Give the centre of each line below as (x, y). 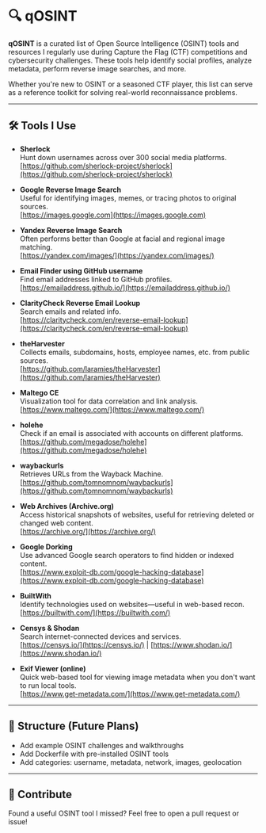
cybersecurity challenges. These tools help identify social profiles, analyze (130, 60)
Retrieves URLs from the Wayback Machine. (91, 474)
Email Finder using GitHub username (81, 270)
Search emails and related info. (70, 311)
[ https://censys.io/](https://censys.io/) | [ (86, 644)
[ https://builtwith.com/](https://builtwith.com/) (95, 613)
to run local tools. (48, 685)
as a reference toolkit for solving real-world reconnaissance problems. (123, 92)
